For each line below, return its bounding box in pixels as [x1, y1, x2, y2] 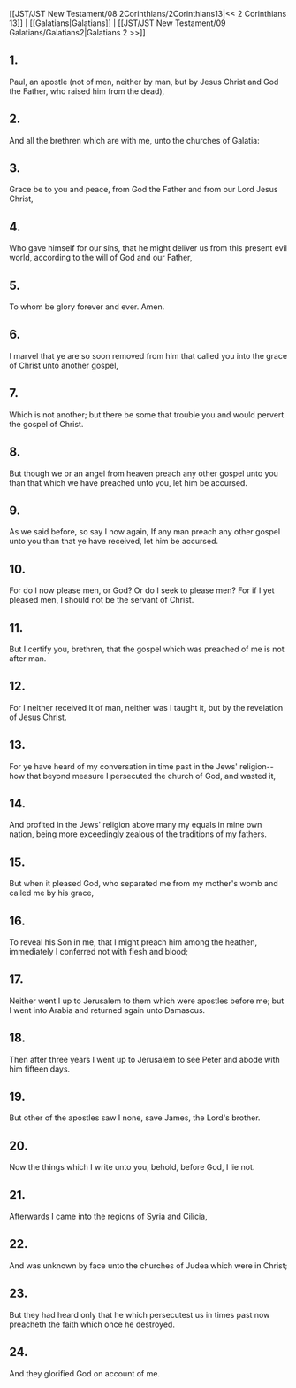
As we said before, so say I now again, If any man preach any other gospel [9, 526, 281, 537]
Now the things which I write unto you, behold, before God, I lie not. [9, 1162, 255, 1173]
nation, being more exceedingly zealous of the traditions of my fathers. [9, 829, 268, 839]
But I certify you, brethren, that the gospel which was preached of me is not [9, 643, 285, 654]
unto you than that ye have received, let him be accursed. [9, 536, 219, 547]
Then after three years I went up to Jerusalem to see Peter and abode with [9, 1054, 280, 1064]
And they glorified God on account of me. [9, 1368, 161, 1378]
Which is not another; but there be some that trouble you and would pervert [9, 409, 285, 420]
